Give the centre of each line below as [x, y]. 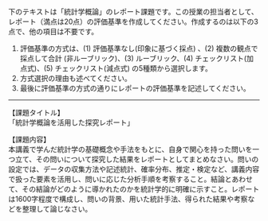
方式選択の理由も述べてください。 [75, 78]
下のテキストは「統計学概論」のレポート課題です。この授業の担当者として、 [134, 12]
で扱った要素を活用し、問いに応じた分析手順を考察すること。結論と [120, 179]
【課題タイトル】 [36, 112]
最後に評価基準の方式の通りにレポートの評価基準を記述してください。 [135, 88]
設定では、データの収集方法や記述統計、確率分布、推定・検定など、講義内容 [134, 169]
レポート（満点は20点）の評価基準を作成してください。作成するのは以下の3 [134, 21]
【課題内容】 [29, 139]
